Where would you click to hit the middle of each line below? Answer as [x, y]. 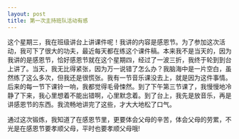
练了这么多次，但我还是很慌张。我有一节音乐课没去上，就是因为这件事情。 [122, 77]
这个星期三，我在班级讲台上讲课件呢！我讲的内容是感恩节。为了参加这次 [113, 42]
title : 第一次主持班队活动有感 [48, 21]
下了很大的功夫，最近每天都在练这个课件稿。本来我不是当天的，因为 [132, 51]
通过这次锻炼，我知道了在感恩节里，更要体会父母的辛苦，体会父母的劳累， [116, 119]
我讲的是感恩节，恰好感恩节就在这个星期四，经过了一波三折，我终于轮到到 [116, 60]
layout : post [27, 14]
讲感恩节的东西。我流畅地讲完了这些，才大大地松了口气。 [91, 104]
